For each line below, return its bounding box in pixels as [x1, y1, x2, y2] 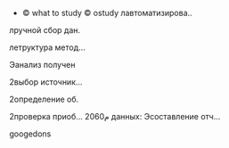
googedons [9, 128, 52, 139]
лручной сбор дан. [9, 25, 81, 35]
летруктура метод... [9, 42, 86, 53]
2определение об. [9, 94, 79, 104]
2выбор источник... [9, 77, 83, 87]
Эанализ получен [9, 60, 76, 70]
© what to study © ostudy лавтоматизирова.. [21, 8, 193, 18]
